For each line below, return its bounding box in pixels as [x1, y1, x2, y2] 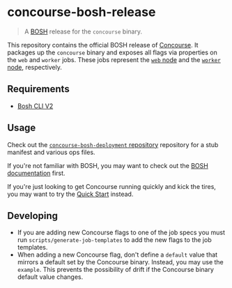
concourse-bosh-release [7, 4, 156, 20]
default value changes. [17, 273, 84, 281]
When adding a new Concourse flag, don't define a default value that [17, 250, 218, 259]
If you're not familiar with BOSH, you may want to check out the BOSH [7, 161, 209, 169]
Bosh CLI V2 [17, 102, 54, 110]
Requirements [7, 83, 70, 95]
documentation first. [7, 169, 65, 177]
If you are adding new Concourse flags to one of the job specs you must [17, 228, 225, 237]
